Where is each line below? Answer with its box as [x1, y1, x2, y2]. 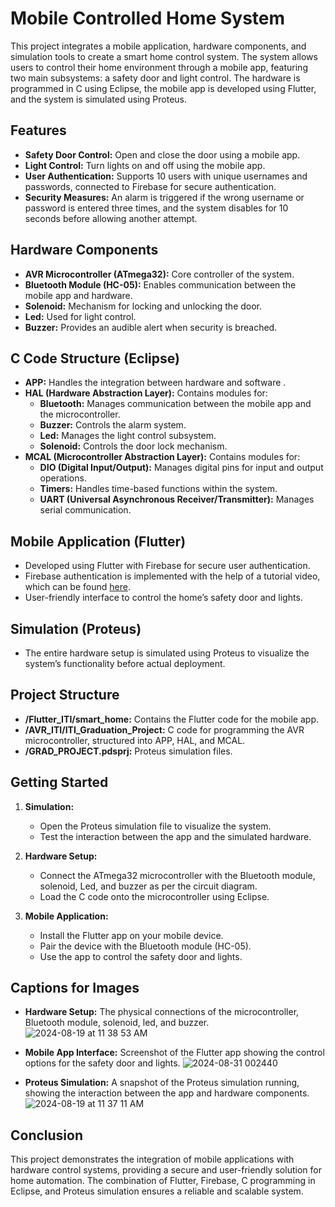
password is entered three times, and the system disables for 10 [24, 202, 289, 214]
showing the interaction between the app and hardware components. [24, 1087, 310, 1099]
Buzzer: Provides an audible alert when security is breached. [24, 321, 278, 333]
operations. [39, 472, 87, 484]
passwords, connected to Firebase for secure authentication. [24, 180, 277, 192]
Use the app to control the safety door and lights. [39, 950, 243, 962]
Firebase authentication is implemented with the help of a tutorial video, [24, 570, 321, 582]
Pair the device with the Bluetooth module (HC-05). [39, 940, 252, 952]
